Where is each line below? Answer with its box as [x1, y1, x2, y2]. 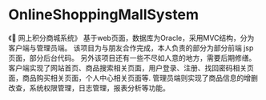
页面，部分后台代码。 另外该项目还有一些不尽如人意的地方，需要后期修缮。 [8, 53, 256, 62]
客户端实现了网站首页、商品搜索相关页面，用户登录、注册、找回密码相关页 [8, 62, 254, 73]
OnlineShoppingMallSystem [8, 6, 199, 24]
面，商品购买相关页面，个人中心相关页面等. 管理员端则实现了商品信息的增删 [8, 73, 258, 82]
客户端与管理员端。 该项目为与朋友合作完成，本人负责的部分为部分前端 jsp [8, 42, 254, 53]
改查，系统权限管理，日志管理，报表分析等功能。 [8, 82, 170, 93]
